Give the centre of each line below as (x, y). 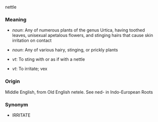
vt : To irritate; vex (30, 69)
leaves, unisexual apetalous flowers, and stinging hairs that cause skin (82, 35)
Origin (13, 81)
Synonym (17, 105)
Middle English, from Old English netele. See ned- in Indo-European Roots (79, 92)
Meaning (16, 19)
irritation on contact (32, 40)
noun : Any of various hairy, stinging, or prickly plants (65, 50)
